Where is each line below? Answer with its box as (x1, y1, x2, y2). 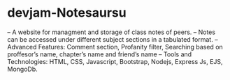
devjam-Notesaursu (7, 5, 127, 21)
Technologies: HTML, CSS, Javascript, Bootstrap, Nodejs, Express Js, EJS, (7, 57, 223, 65)
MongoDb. (7, 65, 38, 73)
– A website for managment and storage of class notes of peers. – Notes (7, 28, 215, 36)
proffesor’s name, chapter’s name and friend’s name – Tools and (7, 50, 192, 58)
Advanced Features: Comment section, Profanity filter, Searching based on (7, 42, 224, 51)
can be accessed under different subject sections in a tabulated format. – (7, 35, 218, 43)
